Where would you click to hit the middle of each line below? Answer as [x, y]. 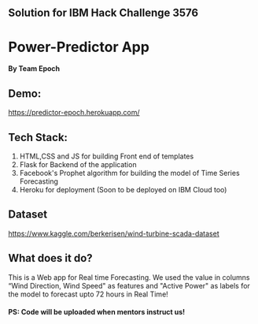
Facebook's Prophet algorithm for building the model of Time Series [129, 173]
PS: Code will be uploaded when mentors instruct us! [97, 312]
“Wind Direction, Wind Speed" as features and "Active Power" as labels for [129, 285]
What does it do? [50, 258]
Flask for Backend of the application [78, 164]
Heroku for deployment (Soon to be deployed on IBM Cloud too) [123, 189]
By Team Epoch [34, 69]
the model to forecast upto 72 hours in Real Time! [88, 294]
